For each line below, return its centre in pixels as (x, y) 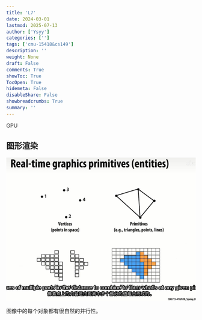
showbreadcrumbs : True (35, 101)
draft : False (23, 63)
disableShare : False (32, 95)
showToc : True (24, 76)
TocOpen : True (24, 82)
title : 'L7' (21, 13)
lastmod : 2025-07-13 (32, 25)
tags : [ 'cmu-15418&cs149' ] (40, 44)
